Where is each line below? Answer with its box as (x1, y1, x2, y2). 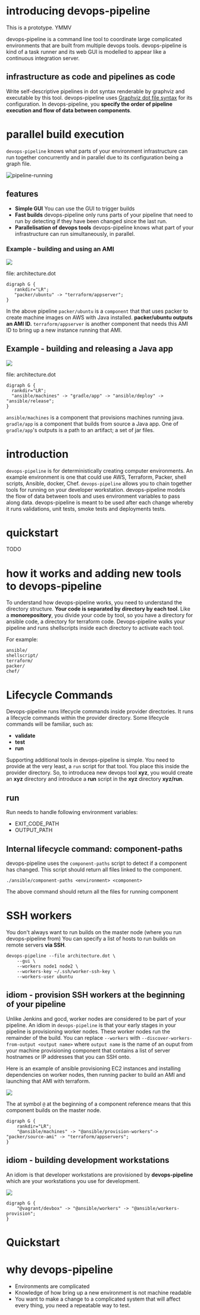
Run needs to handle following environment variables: (6, 809, 138, 816)
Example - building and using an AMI (6, 245, 114, 253)
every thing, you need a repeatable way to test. (14, 1301, 131, 1308)
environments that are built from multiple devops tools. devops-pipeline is (6, 42, 187, 49)
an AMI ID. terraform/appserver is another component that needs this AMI (6, 320, 189, 327)
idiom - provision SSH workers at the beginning (6, 990, 185, 1000)
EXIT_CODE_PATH (14, 820, 60, 827)
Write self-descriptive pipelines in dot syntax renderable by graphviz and (6, 88, 185, 95)
